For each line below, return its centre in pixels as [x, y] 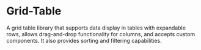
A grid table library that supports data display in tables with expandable [96, 28]
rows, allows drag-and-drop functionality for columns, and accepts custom [101, 34]
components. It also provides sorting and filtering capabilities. [84, 40]
